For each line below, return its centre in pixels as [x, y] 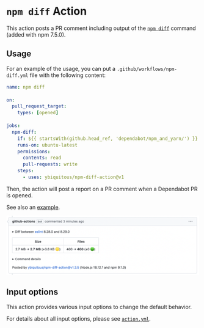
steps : [26, 171]
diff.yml [17, 75]
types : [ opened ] [38, 113]
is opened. [20, 195]
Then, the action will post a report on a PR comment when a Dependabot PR [102, 189]
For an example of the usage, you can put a [61, 68]
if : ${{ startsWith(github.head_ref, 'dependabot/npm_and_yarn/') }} [108, 139]
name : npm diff [26, 87]
